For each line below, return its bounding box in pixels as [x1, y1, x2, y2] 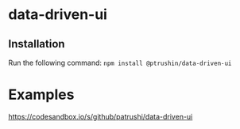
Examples [8, 85, 75, 104]
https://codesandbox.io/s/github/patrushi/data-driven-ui [8, 112, 193, 121]
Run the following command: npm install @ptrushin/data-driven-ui [8, 58, 232, 67]
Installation [8, 37, 65, 51]
